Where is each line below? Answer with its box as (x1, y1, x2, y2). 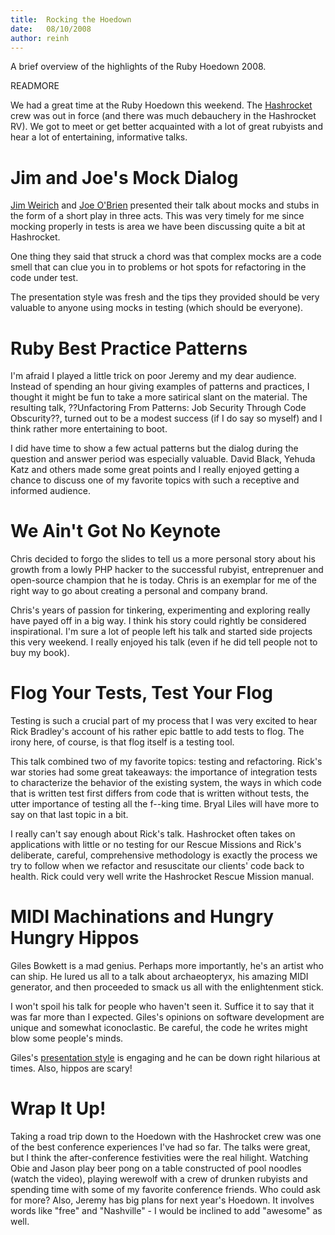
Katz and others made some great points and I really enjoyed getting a (10, 464, 300, 476)
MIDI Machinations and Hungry (10, 906, 275, 928)
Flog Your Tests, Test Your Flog (10, 682, 273, 705)
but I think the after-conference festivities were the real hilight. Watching (10, 1152, 309, 1163)
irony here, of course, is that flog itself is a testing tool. (10, 736, 235, 748)
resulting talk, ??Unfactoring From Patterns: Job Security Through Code (10, 402, 307, 414)
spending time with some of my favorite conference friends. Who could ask (10, 1184, 322, 1195)
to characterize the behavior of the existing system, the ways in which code (10, 777, 322, 789)
